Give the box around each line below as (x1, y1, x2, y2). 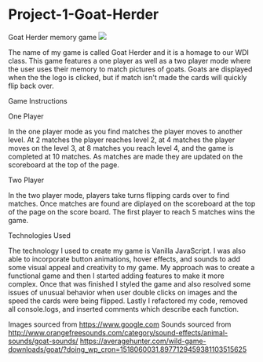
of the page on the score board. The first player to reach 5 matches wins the (8, 207, 255, 217)
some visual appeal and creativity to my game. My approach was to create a (8, 262, 255, 272)
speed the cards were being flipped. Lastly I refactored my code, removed (8, 296, 249, 305)
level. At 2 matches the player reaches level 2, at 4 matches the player (8, 135, 236, 144)
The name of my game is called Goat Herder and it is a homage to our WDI (8, 47, 250, 57)
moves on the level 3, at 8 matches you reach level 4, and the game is (8, 143, 234, 152)
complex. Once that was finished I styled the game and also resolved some (8, 279, 251, 288)
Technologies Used (8, 230, 71, 240)
